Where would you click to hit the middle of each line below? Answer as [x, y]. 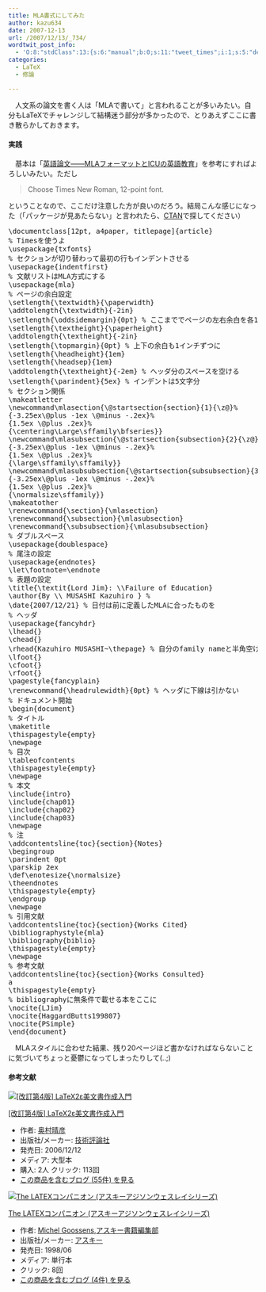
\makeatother [34, 503]
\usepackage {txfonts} [50, 249]
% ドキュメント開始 [40, 700]
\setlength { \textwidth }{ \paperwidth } [82, 302]
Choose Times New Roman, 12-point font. [96, 189]
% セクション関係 [37, 391]
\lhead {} [25, 631]
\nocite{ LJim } [36, 1008]
